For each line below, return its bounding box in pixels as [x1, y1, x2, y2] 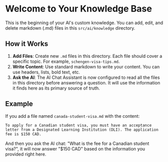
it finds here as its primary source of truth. [12, 85, 100, 91]
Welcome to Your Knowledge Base [5, 3, 152, 15]
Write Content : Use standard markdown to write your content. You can [12, 63, 160, 69]
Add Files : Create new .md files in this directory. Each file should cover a [12, 53, 162, 59]
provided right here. [5, 151, 47, 157]
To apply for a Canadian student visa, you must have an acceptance [5, 123, 152, 128]
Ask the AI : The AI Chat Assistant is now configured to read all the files [12, 74, 160, 80]
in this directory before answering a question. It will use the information [12, 79, 160, 86]
